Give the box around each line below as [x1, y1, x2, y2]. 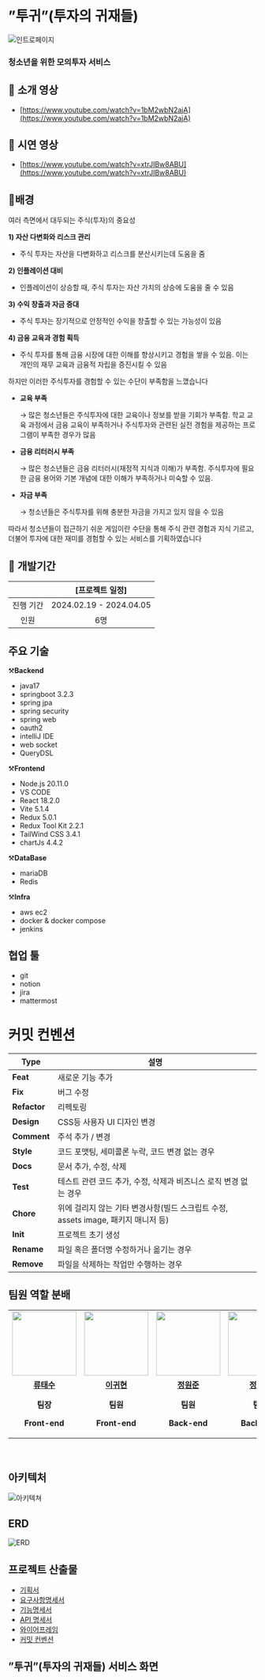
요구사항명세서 [19, 1595, 65, 1604]
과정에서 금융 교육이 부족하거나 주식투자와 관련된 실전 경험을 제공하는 [28, 420, 241, 429]
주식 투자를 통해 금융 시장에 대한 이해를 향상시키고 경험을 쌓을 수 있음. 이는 [19, 350, 249, 360]
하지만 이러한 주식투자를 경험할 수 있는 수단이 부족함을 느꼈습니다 [8, 376, 209, 386]
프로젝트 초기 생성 [58, 1229, 121, 1240]
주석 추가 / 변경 [58, 1131, 111, 1142]
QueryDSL [19, 748, 54, 758]
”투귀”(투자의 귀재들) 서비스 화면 [8, 1660, 159, 1674]
